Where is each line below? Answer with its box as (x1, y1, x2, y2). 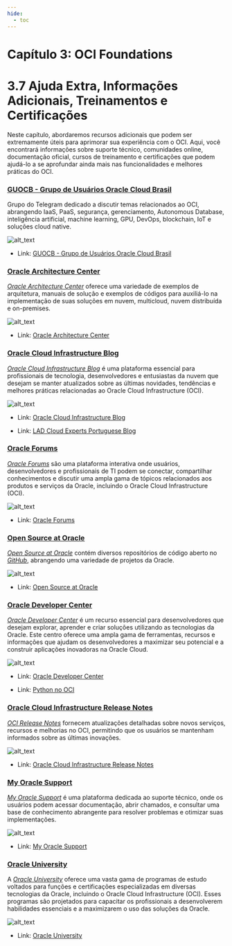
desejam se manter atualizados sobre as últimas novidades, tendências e (7, 379, 216, 387)
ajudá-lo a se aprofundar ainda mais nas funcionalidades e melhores (7, 160, 203, 168)
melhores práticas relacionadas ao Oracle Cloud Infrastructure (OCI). (7, 386, 204, 395)
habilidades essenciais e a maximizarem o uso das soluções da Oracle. (7, 904, 210, 913)
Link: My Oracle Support (17, 842, 87, 850)
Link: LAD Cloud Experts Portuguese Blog (17, 427, 136, 435)
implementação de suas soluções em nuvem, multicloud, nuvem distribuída (7, 297, 222, 305)
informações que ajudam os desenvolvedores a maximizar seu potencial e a (7, 638, 224, 646)
